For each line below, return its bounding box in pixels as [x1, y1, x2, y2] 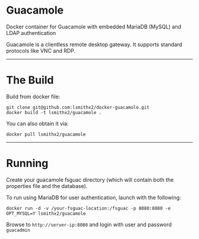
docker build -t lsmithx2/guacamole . [6, 109, 102, 115]
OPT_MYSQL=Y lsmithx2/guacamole [6, 211, 86, 217]
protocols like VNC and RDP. [6, 47, 76, 54]
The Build [6, 73, 54, 87]
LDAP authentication [6, 29, 56, 36]
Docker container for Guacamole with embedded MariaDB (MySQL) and [6, 23, 182, 30]
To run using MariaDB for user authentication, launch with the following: [6, 193, 182, 201]
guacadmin [6, 227, 31, 233]
